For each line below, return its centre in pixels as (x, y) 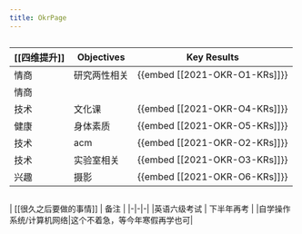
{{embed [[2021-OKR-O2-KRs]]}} (213, 143)
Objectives (101, 57)
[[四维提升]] (40, 58)
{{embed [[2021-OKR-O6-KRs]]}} (213, 177)
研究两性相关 (101, 75)
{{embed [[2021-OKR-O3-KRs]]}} (213, 160)
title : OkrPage (38, 18)
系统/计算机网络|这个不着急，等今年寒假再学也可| (101, 220)
